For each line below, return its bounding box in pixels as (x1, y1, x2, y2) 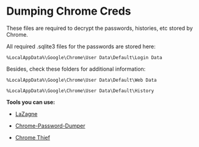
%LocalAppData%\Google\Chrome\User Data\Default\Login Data (6, 54, 163, 60)
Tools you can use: (6, 98, 56, 106)
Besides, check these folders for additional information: (6, 65, 146, 73)
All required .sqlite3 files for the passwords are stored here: (6, 43, 156, 50)
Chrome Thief (15, 134, 51, 141)
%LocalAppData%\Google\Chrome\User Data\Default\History (6, 87, 154, 94)
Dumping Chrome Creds (6, 4, 131, 18)
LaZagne (15, 110, 38, 117)
